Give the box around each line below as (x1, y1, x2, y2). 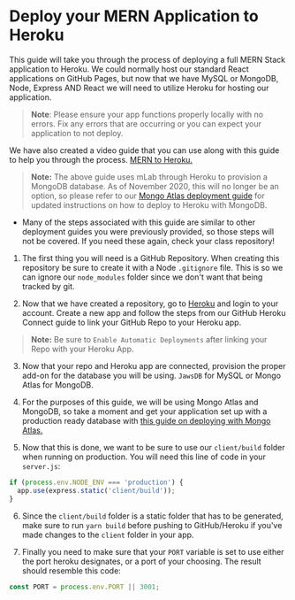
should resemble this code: (21, 565, 121, 576)
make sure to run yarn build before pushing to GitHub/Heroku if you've (21, 519, 283, 530)
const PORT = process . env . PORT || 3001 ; (9, 582, 161, 591)
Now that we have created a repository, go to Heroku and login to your (21, 298, 279, 309)
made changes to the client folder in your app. (21, 529, 194, 540)
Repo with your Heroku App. (30, 343, 134, 354)
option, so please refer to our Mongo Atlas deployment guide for (30, 190, 265, 201)
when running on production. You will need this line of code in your (21, 451, 267, 462)
